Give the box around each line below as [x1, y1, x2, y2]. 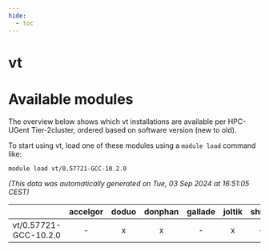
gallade [187, 205, 216, 217]
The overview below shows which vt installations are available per [8, 117, 227, 126]
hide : [8, 11, 26, 20]
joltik [223, 205, 243, 217]
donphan [143, 205, 179, 217]
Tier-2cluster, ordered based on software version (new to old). [30, 125, 237, 134]
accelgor [69, 205, 104, 217]
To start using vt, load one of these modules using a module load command [8, 141, 256, 150]
